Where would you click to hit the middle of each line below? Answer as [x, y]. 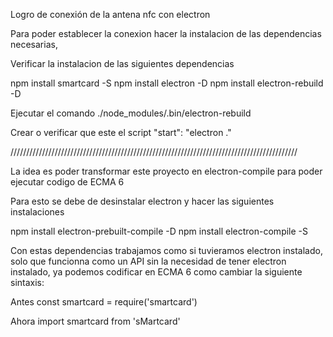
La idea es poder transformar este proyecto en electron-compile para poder [166, 171]
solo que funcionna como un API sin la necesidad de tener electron [148, 261]
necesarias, [34, 44]
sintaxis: [27, 282]
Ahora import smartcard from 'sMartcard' [95, 321]
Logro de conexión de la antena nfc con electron [110, 14]
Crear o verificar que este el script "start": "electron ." [121, 132]
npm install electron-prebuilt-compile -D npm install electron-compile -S [159, 231]
